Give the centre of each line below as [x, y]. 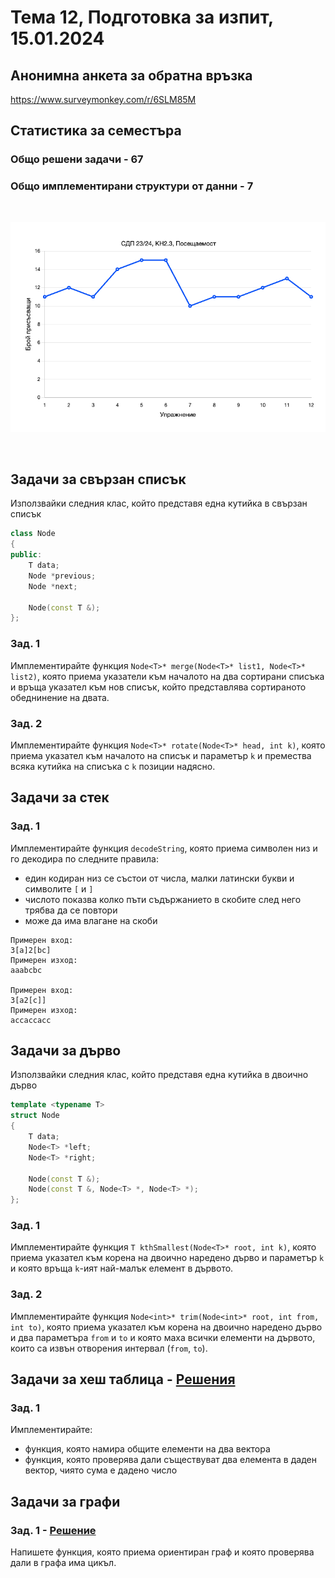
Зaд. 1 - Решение [53, 1530]
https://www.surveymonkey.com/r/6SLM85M [103, 99]
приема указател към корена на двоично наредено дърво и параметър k [167, 1258]
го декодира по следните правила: [84, 858]
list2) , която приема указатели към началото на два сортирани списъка [167, 676]
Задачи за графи [65, 1501]
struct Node [35, 1116]
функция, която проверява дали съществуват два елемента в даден [170, 1460]
